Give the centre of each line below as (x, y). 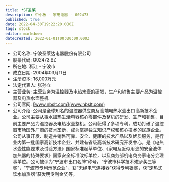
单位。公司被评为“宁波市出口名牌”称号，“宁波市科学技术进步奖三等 (87, 161)
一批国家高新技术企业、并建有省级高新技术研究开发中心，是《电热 (95, 142)
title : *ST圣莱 (21, 10)
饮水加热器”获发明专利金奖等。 (45, 174)
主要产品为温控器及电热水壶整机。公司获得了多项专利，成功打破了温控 (90, 123)
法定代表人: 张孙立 (32, 85)
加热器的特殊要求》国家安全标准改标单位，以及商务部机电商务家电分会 (86, 155)
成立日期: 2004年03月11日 (40, 72)
